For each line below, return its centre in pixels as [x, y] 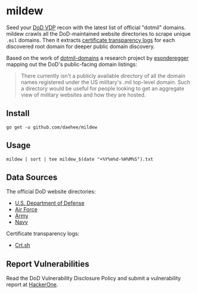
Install [18, 113]
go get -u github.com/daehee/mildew [52, 127]
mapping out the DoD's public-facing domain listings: [72, 64]
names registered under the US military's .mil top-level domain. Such [105, 82]
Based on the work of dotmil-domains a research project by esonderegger [98, 58]
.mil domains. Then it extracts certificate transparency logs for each [90, 40]
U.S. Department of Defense [50, 203]
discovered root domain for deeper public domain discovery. [81, 46]
